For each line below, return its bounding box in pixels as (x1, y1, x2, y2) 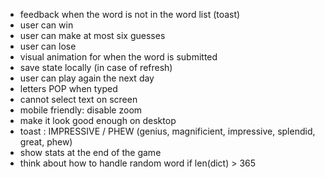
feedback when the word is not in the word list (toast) (19, 9, 241, 20)
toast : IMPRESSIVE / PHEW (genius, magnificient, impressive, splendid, (19, 125, 316, 137)
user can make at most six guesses (19, 30, 166, 41)
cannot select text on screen (19, 94, 138, 105)
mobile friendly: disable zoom (19, 104, 143, 116)
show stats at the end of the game (19, 147, 162, 158)
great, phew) (19, 136, 73, 148)
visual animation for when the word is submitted (19, 51, 218, 63)
